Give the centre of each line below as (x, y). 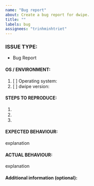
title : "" (16, 19)
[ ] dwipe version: (31, 86)
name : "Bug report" (26, 10)
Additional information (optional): (41, 178)
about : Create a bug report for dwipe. (48, 15)
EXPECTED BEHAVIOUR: (32, 132)
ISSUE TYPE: (21, 47)
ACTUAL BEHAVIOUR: (29, 155)
